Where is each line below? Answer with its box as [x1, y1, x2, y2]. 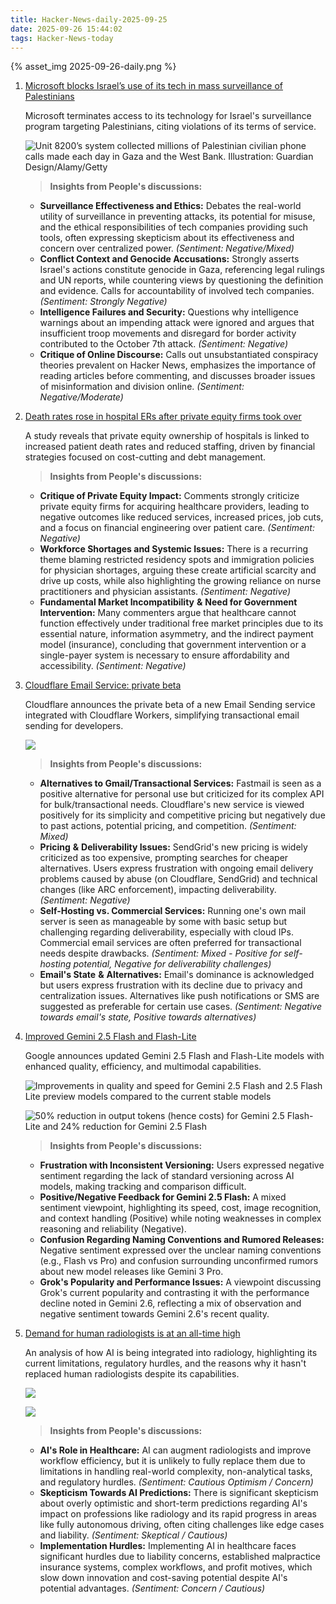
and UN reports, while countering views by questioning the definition [39, 274, 324, 286]
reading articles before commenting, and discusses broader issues [39, 370, 316, 382]
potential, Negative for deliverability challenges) [73, 958, 272, 970]
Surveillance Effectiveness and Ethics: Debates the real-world [39, 200, 302, 212]
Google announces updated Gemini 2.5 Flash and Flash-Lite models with [24, 1050, 325, 1062]
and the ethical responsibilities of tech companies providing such [39, 221, 309, 233]
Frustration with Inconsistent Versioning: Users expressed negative [39, 1159, 325, 1171]
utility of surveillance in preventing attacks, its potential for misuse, [39, 211, 316, 223]
